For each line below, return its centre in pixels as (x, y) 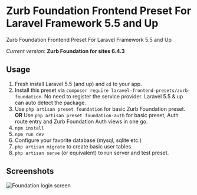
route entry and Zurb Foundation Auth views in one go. (81, 121)
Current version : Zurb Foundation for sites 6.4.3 (65, 51)
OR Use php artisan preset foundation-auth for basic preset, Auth (96, 115)
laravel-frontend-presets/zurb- (151, 90)
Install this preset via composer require (62, 90)
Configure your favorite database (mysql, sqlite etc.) (78, 140)
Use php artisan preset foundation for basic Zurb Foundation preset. (100, 109)
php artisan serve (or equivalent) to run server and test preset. (92, 153)
